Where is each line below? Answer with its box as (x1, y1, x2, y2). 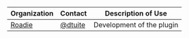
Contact (60, 9, 87, 18)
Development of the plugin (93, 20, 179, 29)
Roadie (10, 20, 33, 29)
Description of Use (104, 9, 167, 18)
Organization (10, 9, 54, 18)
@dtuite (60, 20, 86, 29)
